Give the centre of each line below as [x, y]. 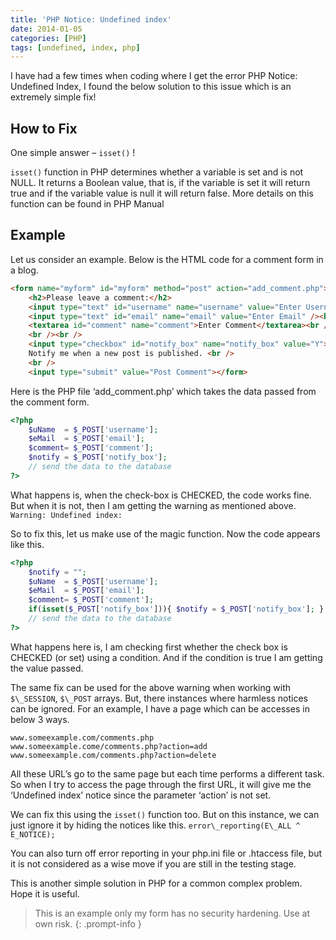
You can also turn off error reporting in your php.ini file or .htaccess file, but [166, 853]
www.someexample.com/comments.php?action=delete [113, 755]
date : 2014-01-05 [46, 29]
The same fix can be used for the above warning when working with [151, 687]
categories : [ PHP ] [48, 38]
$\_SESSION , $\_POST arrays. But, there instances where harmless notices [159, 698]
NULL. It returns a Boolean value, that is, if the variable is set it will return [160, 183]
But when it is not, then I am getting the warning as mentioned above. [153, 505]
